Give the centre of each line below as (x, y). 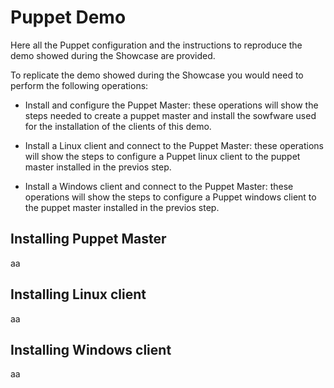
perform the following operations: (79, 85)
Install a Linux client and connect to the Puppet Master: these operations (174, 145)
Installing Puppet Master (88, 239)
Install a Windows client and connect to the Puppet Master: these (159, 186)
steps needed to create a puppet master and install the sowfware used (170, 115)
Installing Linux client (78, 294)
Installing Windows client (91, 349)
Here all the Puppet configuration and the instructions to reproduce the (156, 45)
